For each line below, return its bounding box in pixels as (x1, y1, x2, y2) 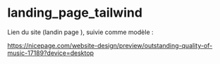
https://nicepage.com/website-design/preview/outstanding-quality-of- (7, 41, 213, 49)
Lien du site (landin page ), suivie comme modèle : (7, 28, 154, 36)
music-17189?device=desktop (7, 49, 94, 57)
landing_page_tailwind (7, 5, 143, 21)
